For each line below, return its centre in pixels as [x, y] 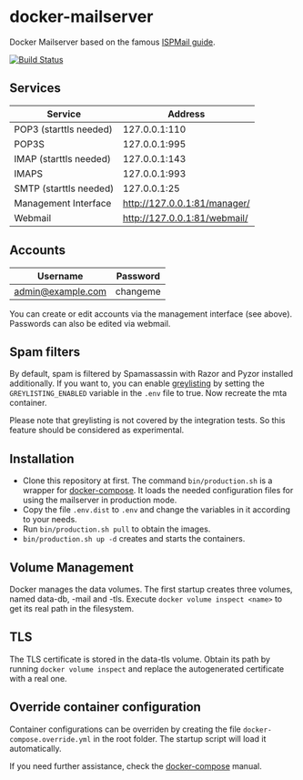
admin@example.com [61, 291]
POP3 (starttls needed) [63, 129]
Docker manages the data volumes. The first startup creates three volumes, [151, 589]
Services [35, 88]
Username [61, 276]
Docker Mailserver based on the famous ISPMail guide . [112, 42]
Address [187, 114]
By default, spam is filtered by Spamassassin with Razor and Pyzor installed [151, 374]
